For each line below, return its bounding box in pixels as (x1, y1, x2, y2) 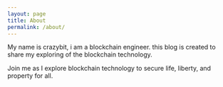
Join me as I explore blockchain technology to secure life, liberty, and (7, 64, 212, 73)
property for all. (7, 71, 53, 80)
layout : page (7, 10, 46, 18)
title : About (7, 17, 46, 24)
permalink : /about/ (7, 23, 66, 30)
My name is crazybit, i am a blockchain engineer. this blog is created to (7, 43, 216, 52)
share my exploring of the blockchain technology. (7, 50, 153, 59)
